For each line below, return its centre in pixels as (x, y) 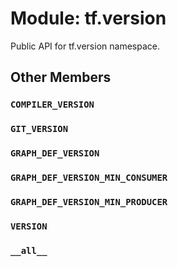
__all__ (29, 250)
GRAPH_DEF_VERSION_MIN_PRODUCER (89, 201)
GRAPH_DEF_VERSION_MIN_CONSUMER (89, 178)
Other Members (61, 77)
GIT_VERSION (39, 129)
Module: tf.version (88, 18)
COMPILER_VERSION (52, 105)
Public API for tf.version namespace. (85, 46)
